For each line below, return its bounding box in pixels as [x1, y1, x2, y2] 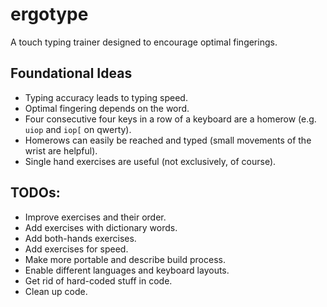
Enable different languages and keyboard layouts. [24, 264, 230, 276]
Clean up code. [24, 285, 88, 297]
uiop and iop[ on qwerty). [24, 123, 132, 135]
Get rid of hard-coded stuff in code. [24, 274, 173, 287]
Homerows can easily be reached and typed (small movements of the [24, 134, 312, 146]
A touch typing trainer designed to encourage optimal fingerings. [10, 36, 278, 48]
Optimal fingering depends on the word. [24, 102, 190, 114]
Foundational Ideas [10, 65, 133, 82]
